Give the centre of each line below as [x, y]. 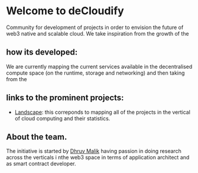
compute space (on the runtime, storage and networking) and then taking [95, 73]
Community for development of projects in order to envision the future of [95, 27]
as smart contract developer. [41, 164]
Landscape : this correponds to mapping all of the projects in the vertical [103, 112]
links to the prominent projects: [65, 98]
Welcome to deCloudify [65, 11]
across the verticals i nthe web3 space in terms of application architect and [98, 158]
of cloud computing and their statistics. [62, 118]
